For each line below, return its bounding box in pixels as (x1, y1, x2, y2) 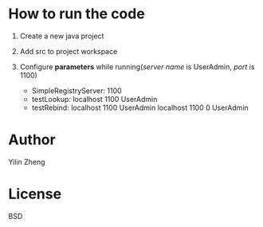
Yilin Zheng (8, 157, 45, 166)
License (8, 185, 62, 203)
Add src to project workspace (19, 46, 118, 56)
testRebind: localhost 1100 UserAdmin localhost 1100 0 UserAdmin (31, 103, 249, 112)
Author (8, 131, 56, 149)
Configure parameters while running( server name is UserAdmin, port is (19, 61, 255, 72)
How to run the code (8, 5, 145, 23)
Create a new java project (19, 31, 104, 41)
